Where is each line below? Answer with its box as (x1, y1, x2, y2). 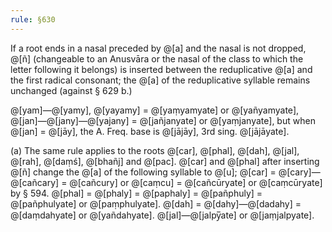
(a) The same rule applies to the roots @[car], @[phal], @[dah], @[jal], (10, 144, 300, 156)
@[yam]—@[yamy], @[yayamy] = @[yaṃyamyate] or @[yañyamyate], (10, 104, 300, 116)
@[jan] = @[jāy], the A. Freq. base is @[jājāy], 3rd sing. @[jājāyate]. (10, 125, 290, 137)
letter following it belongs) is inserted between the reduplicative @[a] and (10, 63, 313, 75)
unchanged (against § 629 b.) (10, 84, 133, 96)
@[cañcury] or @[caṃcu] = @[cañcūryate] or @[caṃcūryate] (69, 176, 323, 188)
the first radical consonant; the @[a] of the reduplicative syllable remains (10, 74, 311, 86)
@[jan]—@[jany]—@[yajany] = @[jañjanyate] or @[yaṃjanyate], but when (10, 114, 316, 126)
